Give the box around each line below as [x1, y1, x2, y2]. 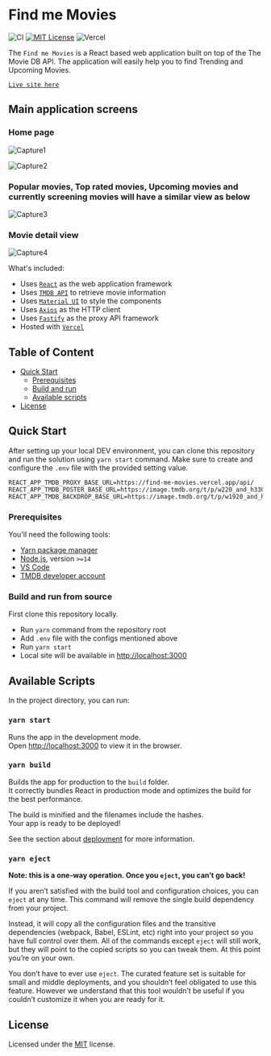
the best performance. [8, 794, 83, 803]
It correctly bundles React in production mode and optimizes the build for [8, 785, 252, 795]
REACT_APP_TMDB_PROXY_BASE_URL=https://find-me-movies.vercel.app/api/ [8, 478, 254, 486]
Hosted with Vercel [19, 322, 85, 332]
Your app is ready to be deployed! [8, 818, 121, 828]
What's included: [8, 264, 65, 273]
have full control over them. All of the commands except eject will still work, [8, 936, 261, 945]
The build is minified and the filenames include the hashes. [8, 809, 204, 820]
